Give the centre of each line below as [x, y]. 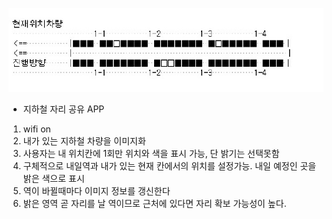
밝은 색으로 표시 [53, 179]
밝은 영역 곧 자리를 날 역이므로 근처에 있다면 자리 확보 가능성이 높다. [154, 204]
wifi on [36, 129]
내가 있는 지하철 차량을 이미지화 [84, 141]
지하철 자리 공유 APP [63, 109]
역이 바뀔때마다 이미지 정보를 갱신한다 [96, 191]
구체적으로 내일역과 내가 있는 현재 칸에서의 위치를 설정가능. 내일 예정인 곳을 [169, 166]
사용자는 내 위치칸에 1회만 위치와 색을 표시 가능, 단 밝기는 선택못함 [151, 154]
